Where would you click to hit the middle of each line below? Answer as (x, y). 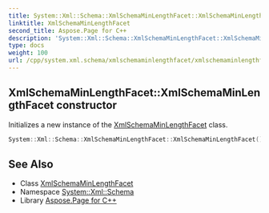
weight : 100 (28, 53)
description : (30, 38)
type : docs (26, 46)
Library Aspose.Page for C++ (68, 200)
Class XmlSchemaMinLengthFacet (76, 183)
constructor (86, 105)
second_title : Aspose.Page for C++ (68, 30)
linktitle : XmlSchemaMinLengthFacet (69, 23)
